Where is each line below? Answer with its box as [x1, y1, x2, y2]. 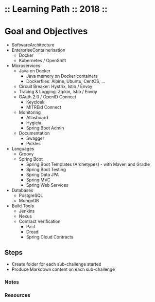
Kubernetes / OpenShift [18, 58, 67, 64]
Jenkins [18, 208, 35, 214]
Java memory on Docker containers [26, 73, 98, 79]
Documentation [18, 130, 50, 136]
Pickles [26, 141, 41, 147]
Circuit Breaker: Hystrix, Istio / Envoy [18, 84, 93, 89]
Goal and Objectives [4, 26, 88, 37]
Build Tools [11, 203, 34, 209]
